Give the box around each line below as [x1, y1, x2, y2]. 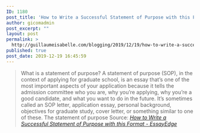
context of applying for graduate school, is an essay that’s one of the [20, 76, 190, 83]
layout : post [6, 31, 39, 37]
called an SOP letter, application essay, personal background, [20, 101, 171, 108]
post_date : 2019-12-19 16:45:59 [6, 53, 86, 59]
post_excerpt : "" [6, 25, 49, 32]
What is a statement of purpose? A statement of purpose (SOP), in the [20, 69, 193, 76]
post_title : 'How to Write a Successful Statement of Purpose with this [6, 14, 190, 20]
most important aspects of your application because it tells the [20, 82, 174, 89]
